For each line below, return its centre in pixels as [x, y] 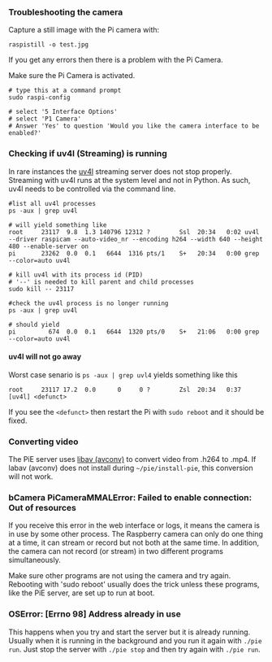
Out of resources [43, 508]
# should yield [34, 324]
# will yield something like [58, 225]
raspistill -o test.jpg [49, 45]
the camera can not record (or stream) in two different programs [116, 551]
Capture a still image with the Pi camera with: [84, 30]
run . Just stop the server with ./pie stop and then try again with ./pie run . [135, 649]
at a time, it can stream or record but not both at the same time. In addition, [134, 542]
